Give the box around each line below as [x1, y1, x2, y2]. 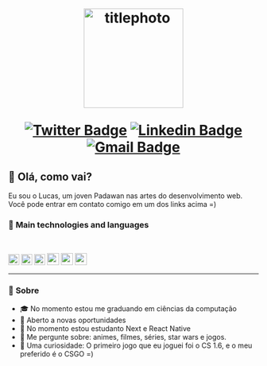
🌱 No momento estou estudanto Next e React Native [19, 323, 191, 333]
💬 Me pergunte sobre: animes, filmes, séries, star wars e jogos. [19, 332, 226, 341]
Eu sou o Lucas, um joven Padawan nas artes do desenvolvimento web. [8, 191, 243, 201]
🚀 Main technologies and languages [8, 219, 149, 230]
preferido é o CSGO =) [19, 348, 94, 358]
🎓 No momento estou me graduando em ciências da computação [19, 303, 237, 313]
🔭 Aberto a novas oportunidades [19, 315, 126, 325]
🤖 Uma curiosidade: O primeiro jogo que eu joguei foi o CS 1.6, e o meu [19, 341, 253, 350]
